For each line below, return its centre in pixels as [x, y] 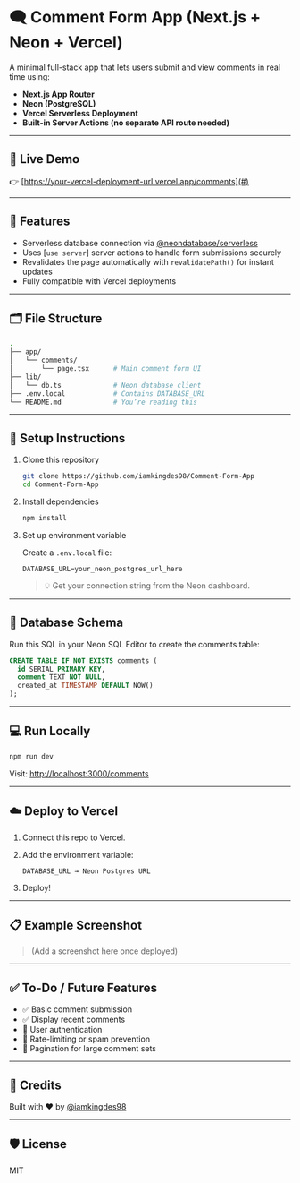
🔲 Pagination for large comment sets [89, 1049]
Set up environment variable [74, 535]
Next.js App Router [58, 94]
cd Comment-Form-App [60, 484]
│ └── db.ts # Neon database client [105, 385]
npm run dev [31, 756]
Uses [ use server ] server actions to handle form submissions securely [152, 253]
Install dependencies [61, 501]
